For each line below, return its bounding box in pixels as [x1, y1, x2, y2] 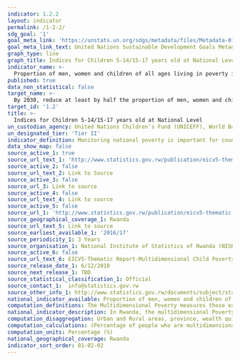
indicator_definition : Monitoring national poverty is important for [7, 136, 219, 143]
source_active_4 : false [7, 190, 79, 197]
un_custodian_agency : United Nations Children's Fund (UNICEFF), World [7, 123, 225, 130]
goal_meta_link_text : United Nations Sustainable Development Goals [7, 43, 216, 51]
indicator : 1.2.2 [7, 10, 59, 18]
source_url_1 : [7, 210, 50, 217]
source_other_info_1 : [7, 289, 72, 296]
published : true [7, 76, 56, 84]
